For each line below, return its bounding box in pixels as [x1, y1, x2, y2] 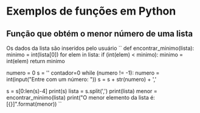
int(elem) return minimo [6, 58, 65, 64]
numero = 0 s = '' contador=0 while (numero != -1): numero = [6, 69, 160, 77]
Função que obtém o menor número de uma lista [6, 29, 193, 39]
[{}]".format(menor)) [6, 100, 57, 108]
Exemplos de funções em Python [6, 4, 176, 18]
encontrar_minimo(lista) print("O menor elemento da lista [6, 94, 149, 101]
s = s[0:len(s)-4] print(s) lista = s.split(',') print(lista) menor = [6, 87, 158, 95]
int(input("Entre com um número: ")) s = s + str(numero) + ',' [6, 76, 157, 83]
